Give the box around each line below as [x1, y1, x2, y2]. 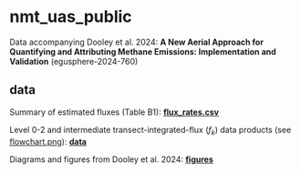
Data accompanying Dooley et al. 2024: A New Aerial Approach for [9, 36, 264, 47]
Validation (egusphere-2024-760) [9, 56, 139, 67]
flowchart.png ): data [9, 136, 87, 147]
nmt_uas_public [9, 6, 132, 27]
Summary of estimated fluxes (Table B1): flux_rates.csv [9, 107, 220, 118]
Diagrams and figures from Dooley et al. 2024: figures [9, 153, 214, 165]
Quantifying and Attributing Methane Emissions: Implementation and [9, 46, 276, 56]
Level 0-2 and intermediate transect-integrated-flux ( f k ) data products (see [9, 124, 292, 138]
